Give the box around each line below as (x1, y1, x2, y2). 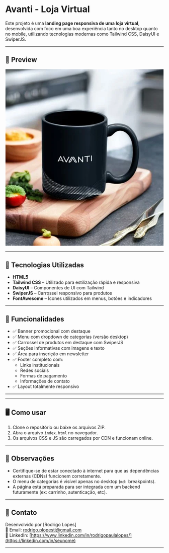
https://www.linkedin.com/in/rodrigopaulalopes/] (31, 532, 132, 538)
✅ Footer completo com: (12, 356, 64, 363)
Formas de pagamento (20, 373, 67, 379)
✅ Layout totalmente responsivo (12, 383, 79, 389)
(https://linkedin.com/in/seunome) (5, 537, 76, 544)
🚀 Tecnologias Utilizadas (5, 261, 84, 269)
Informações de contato (20, 378, 70, 384)
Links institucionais (20, 362, 60, 368)
